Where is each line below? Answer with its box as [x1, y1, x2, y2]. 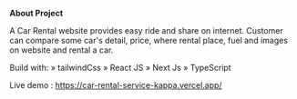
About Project [9, 8, 64, 18]
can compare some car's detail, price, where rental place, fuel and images [9, 35, 289, 45]
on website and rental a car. [9, 45, 114, 55]
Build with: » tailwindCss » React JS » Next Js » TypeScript [9, 63, 231, 73]
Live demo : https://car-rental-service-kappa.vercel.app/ [9, 80, 222, 90]
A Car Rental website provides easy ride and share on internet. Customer [9, 25, 284, 35]
